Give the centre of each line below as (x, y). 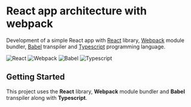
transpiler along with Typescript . (47, 97)
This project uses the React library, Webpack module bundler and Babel (96, 91)
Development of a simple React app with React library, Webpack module (95, 40)
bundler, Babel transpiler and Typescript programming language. (86, 47)
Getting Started (36, 77)
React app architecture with (77, 11)
